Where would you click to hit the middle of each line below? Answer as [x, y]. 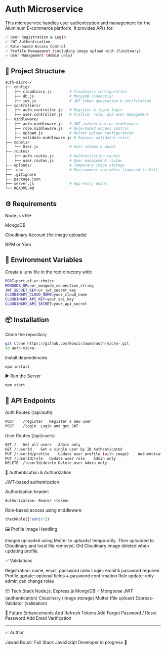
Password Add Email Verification [38, 618]
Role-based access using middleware [43, 510]
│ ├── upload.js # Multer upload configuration [69, 133]
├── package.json [23, 179]
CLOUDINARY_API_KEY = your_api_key [40, 300]
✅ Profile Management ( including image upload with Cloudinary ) [73, 51]
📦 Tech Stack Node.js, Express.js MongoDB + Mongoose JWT [69, 591]
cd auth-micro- [21, 348]
